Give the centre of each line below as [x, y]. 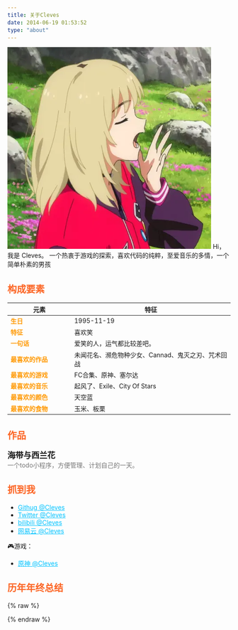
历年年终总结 [35, 588]
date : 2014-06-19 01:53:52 [47, 22]
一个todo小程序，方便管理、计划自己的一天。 [73, 465]
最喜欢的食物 [29, 408]
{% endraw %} [29, 619]
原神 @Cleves [38, 563]
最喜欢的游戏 [29, 375]
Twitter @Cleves [41, 515]
